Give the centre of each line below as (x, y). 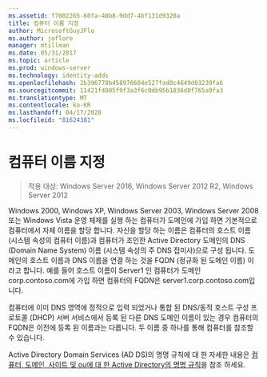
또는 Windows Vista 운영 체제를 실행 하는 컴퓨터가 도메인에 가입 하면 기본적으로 (133, 220)
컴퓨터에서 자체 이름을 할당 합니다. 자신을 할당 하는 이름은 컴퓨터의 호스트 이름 (130, 230)
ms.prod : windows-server (50, 68)
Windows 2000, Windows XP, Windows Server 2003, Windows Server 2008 (133, 210)
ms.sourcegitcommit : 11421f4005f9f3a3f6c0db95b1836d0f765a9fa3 (116, 90)
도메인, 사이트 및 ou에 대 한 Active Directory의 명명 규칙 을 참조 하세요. (135, 364)
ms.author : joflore (41, 38)
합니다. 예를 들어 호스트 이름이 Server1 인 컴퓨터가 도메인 (112, 270)
